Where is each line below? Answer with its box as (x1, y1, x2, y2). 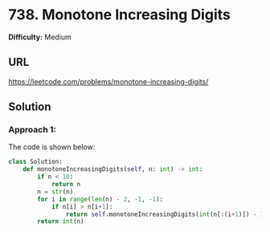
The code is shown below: (8, 142, 96, 152)
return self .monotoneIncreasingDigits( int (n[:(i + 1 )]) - (65, 210, 257, 218)
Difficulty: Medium (8, 32, 72, 42)
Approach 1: (8, 124, 56, 136)
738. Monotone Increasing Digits (8, 6, 231, 24)
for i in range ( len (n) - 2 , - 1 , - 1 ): (37, 195, 164, 203)
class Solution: (8, 158, 63, 166)
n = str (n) (37, 187, 74, 196)
